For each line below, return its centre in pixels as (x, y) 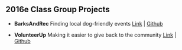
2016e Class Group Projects (58, 10)
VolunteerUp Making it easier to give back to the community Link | (95, 35)
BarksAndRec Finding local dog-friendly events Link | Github (88, 23)
